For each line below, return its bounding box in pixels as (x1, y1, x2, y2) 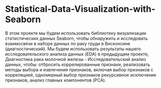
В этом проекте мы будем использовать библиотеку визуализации (5, 30, 147, 36)
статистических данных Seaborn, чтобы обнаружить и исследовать (5, 35, 148, 41)
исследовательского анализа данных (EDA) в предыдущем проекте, (5, 51, 149, 57)
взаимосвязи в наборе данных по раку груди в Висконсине (5, 40, 130, 46)
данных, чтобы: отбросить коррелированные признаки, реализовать (5, 61, 150, 67)
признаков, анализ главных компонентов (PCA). (5, 77, 106, 83)
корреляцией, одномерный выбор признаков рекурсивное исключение (5, 72, 157, 78)
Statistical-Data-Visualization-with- (5, 3, 156, 15)
